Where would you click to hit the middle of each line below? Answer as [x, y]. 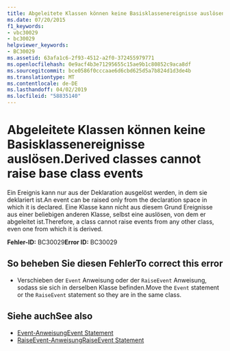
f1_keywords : [26, 26]
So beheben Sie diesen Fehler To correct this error [115, 264]
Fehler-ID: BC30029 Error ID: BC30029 [62, 242]
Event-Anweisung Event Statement [65, 333]
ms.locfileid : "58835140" [44, 96]
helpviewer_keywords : [38, 45]
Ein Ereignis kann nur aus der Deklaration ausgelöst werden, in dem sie [107, 192]
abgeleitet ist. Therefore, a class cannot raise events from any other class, [111, 221]
